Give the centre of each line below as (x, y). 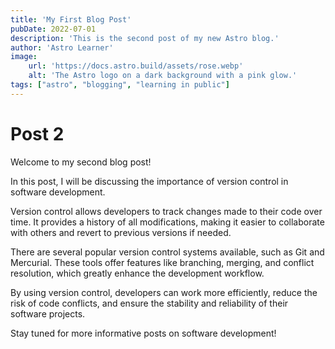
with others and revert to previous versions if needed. (121, 232)
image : (24, 57)
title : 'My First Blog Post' (71, 19)
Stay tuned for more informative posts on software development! (143, 333)
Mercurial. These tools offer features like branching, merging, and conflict (162, 262)
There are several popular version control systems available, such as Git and (167, 252)
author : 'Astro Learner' (62, 47)
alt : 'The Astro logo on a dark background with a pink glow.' (163, 76)
